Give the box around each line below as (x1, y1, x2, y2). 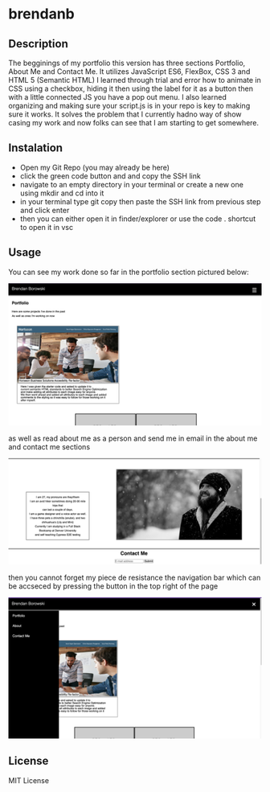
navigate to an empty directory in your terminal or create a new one (19, 179, 243, 189)
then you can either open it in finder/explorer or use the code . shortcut (19, 214, 256, 224)
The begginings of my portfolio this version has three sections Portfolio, (8, 58, 246, 68)
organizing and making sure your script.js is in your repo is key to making (8, 101, 251, 110)
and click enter (19, 205, 70, 215)
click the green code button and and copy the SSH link (19, 170, 201, 181)
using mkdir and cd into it (19, 188, 104, 198)
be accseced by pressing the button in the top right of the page (8, 581, 219, 591)
